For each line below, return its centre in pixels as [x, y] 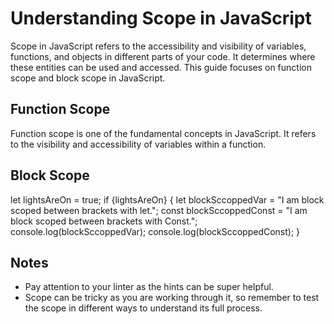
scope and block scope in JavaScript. [88, 78]
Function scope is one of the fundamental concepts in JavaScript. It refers [163, 133]
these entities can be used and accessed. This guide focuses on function [161, 67]
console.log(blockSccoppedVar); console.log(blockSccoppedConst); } [155, 231]
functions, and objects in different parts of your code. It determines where [163, 56]
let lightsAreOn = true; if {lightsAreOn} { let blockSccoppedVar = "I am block [167, 199]
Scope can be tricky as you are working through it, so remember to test [172, 298]
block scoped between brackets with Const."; [104, 221]
